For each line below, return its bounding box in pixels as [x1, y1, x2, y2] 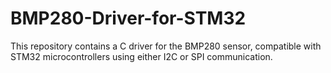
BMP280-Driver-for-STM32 [10, 7, 247, 30]
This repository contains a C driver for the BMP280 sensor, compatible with [10, 40, 322, 52]
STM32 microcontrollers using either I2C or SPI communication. [10, 50, 273, 62]
